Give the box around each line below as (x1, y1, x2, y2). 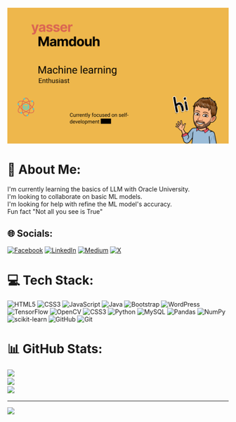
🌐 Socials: (7, 227, 53, 239)
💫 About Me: (7, 161, 81, 177)
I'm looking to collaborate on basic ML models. (7, 192, 143, 200)
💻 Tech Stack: (7, 272, 94, 288)
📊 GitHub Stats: (7, 341, 103, 357)
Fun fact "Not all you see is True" (7, 207, 103, 215)
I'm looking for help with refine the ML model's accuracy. (7, 200, 172, 208)
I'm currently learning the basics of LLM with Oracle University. (7, 184, 190, 193)
